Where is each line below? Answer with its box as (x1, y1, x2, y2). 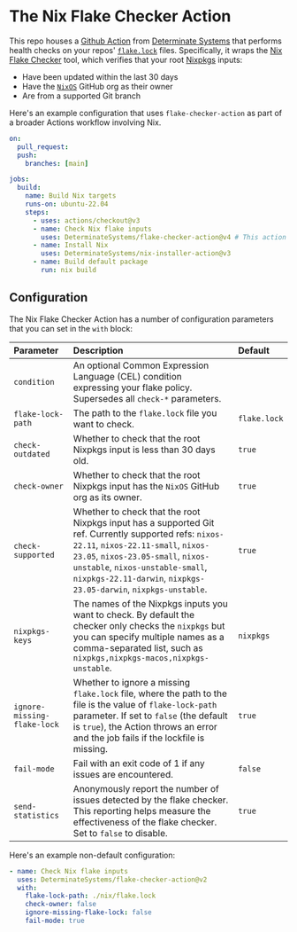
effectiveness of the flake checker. (72, 816, 217, 828)
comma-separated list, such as (72, 641, 203, 654)
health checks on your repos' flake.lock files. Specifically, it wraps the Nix (9, 44, 283, 55)
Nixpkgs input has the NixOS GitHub (72, 480, 220, 492)
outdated (13, 449, 50, 458)
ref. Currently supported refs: (72, 528, 195, 540)
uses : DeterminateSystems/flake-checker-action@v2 (17, 875, 208, 884)
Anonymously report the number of (72, 782, 219, 795)
